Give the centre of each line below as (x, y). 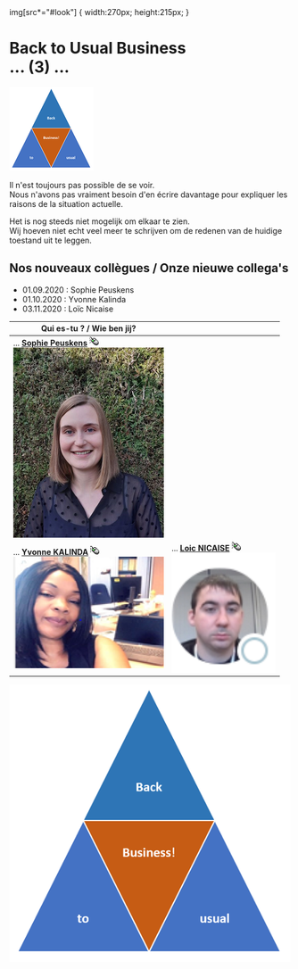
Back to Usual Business (98, 49)
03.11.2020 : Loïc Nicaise (68, 309)
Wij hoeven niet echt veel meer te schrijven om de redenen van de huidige (146, 230)
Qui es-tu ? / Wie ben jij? (88, 328)
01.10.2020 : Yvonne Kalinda (74, 299)
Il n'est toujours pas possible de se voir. (82, 185)
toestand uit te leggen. (50, 240)
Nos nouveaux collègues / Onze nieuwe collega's (149, 268)
